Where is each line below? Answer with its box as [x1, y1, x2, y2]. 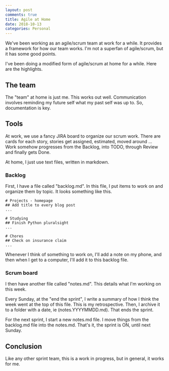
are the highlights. [5, 66, 43, 72]
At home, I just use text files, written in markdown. [5, 159, 109, 165]
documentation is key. [5, 105, 51, 111]
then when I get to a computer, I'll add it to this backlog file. [5, 257, 129, 263]
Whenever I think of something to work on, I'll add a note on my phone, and [5, 252, 162, 258]
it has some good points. [5, 51, 57, 57]
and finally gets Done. [5, 149, 51, 155]
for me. [5, 361, 20, 367]
